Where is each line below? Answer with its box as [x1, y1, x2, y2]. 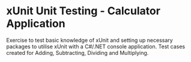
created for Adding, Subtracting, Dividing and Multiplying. [6, 49, 149, 56]
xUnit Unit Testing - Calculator [6, 4, 161, 18]
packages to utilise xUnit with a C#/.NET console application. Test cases [6, 43, 185, 50]
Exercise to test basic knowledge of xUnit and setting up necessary [6, 36, 173, 44]
